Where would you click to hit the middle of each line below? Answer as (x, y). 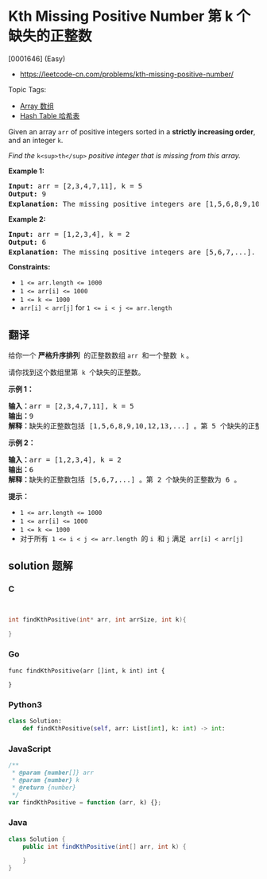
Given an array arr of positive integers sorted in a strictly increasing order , (132, 131)
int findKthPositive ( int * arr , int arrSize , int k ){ (97, 620)
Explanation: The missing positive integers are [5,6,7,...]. (132, 252)
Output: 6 (27, 242)
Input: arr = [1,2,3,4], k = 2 (69, 234)
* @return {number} (44, 788)
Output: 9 (27, 194)
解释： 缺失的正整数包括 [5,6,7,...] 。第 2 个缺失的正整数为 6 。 (125, 480)
